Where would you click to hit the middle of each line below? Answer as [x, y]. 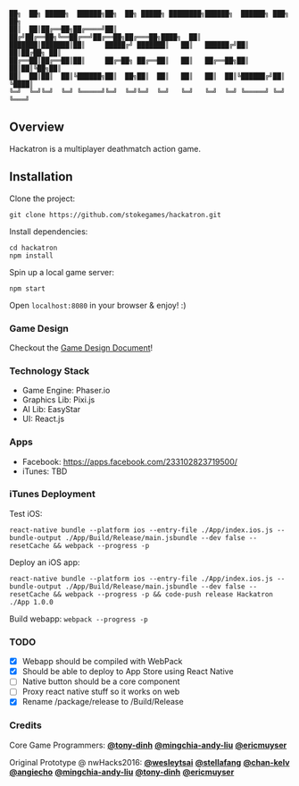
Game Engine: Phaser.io [66, 391]
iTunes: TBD [45, 471]
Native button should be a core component [101, 681]
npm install [31, 256]
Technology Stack [50, 370]
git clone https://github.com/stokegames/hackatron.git [115, 215]
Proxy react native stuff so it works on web [101, 692]
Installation [41, 177]
